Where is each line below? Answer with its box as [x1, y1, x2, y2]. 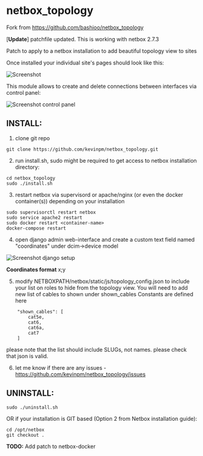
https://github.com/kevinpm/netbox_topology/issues [15, 370, 146, 378]
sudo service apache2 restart [6, 214, 83, 220]
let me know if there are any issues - [15, 364, 107, 371]
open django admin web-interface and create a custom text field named [15, 236, 195, 243]
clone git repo [15, 134, 50, 141]
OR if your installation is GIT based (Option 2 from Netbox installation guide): [6, 415, 198, 422]
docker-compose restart [6, 225, 67, 231]
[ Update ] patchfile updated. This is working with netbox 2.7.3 [6, 35, 159, 43]
